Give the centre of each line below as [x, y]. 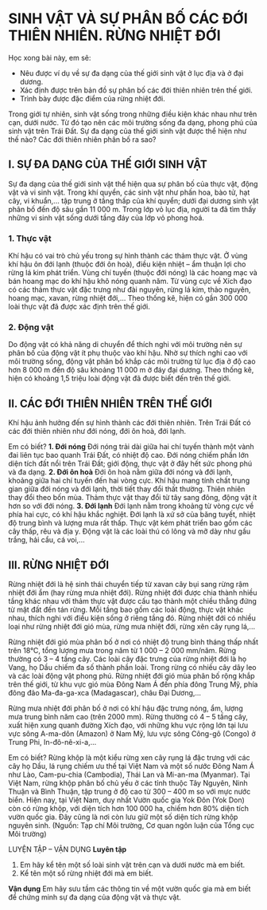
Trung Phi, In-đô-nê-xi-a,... [52, 742]
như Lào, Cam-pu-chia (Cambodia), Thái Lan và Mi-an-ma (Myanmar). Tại [129, 774]
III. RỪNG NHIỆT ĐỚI [59, 565]
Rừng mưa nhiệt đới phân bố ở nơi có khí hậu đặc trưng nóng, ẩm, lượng [126, 708]
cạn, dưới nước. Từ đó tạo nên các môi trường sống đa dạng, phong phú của [133, 122]
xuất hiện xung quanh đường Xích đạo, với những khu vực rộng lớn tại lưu [128, 725]
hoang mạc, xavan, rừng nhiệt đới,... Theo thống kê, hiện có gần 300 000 [128, 298]
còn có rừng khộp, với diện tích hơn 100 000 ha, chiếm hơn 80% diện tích [128, 808]
